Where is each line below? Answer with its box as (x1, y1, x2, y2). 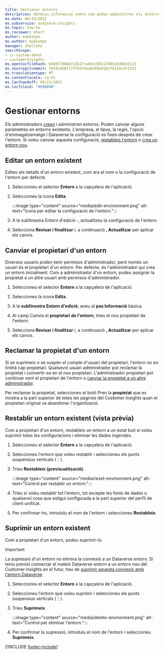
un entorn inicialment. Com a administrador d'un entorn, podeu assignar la (5, 269, 155, 276)
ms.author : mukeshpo (5, 39, 47, 44)
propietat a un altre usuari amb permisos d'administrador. (5, 275, 121, 281)
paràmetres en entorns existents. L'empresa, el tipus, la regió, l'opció (5, 126, 144, 132)
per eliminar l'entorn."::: (41, 619, 88, 625)
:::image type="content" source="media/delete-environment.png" (12, 614, 145, 620)
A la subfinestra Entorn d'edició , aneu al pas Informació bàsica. (12, 303, 143, 309)
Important (5, 546, 25, 552)
